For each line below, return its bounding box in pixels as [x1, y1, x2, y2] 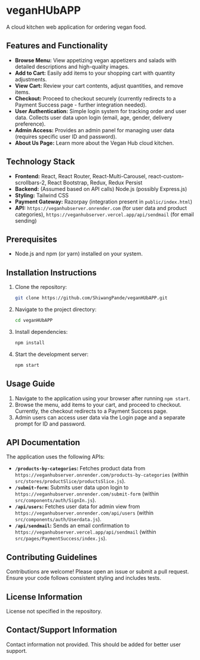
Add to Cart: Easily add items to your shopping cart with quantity [14, 69, 175, 77]
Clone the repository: [14, 284, 67, 291]
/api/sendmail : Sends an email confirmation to [14, 522, 130, 530]
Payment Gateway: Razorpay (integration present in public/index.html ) [14, 198, 193, 205]
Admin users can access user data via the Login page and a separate [14, 413, 186, 421]
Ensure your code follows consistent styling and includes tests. [6, 574, 161, 582]
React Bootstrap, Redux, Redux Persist [47, 179, 143, 186]
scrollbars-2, [14, 179, 47, 186]
